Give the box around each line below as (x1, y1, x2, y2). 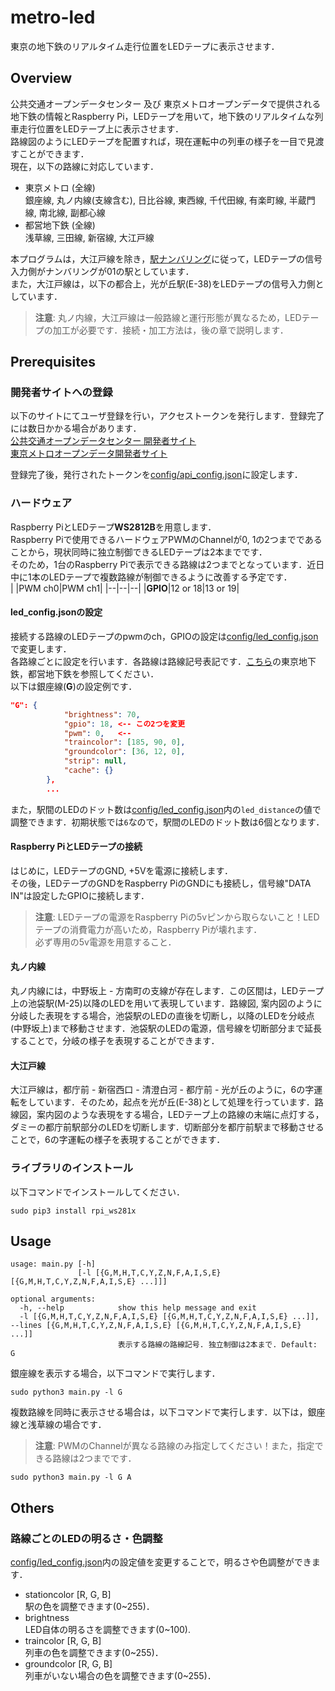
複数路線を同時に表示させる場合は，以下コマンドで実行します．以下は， (10, 1406, 308, 1418)
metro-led (10, 6, 96, 29)
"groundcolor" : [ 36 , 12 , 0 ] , (63, 747, 186, 757)
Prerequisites (10, 354, 96, 371)
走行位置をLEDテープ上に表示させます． (18, 122, 185, 135)
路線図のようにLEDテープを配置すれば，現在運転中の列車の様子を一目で (10, 135, 307, 147)
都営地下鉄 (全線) (24, 219, 96, 231)
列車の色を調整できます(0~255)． (24, 1647, 164, 1659)
